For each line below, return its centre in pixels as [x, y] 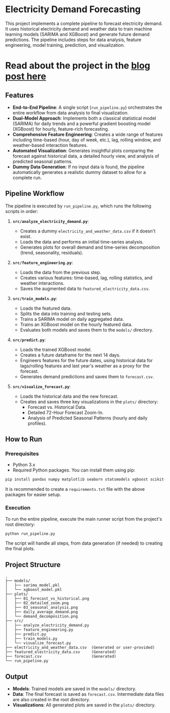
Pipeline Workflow [35, 194]
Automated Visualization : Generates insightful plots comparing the [83, 151]
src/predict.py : [29, 340]
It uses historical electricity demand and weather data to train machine [79, 28]
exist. [26, 236]
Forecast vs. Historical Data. [57, 407]
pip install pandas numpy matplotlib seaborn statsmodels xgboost [77, 480]
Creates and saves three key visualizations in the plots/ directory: [89, 402]
